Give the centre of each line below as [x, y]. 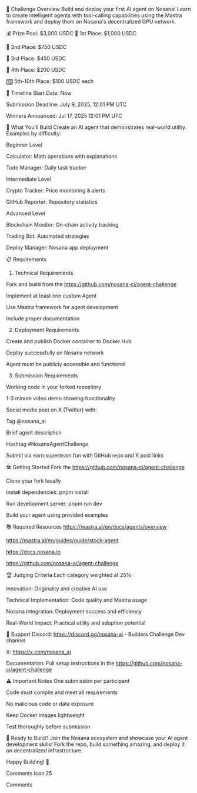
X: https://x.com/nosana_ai [39, 652]
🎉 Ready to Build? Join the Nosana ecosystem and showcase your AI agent [97, 738]
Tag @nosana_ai [26, 421]
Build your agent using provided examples [57, 515]
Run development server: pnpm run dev [54, 504]
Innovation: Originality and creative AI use [57, 588]
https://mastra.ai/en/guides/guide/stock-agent [62, 540]
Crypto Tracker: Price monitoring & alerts [56, 190]
